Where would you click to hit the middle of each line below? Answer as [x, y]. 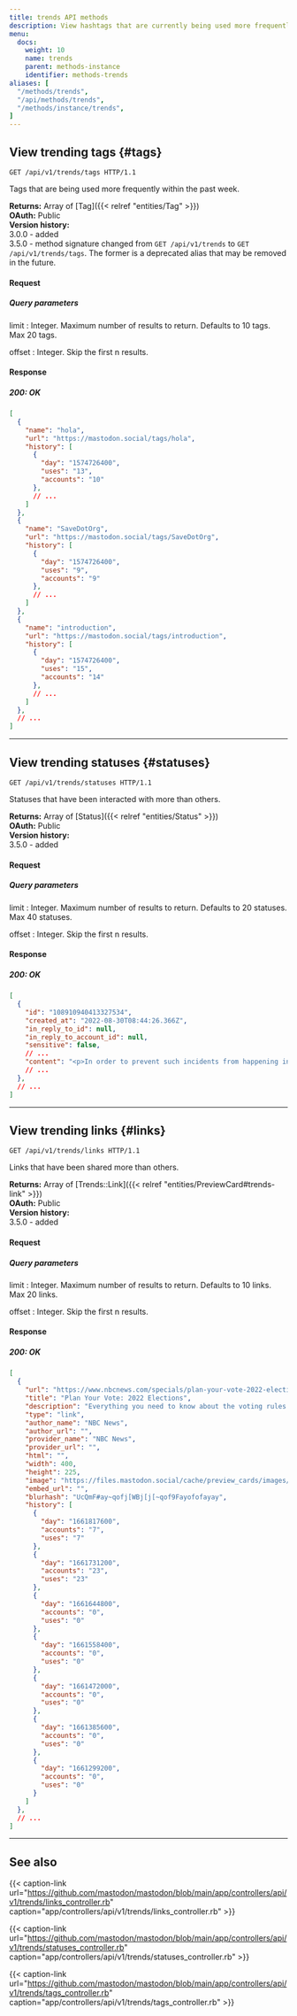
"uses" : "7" [63, 1538]
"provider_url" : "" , [63, 1448]
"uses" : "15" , [67, 669]
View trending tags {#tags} [86, 152]
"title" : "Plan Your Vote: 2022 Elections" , [108, 1398]
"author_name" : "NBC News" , [76, 1423]
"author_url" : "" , [59, 1431]
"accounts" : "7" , [72, 1530]
